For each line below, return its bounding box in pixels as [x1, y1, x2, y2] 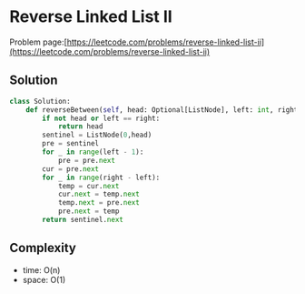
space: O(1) [22, 274, 66, 285]
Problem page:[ [9, 36, 68, 47]
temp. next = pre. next [57, 198, 141, 208]
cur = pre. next [42, 164, 100, 174]
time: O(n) [22, 264, 61, 275]
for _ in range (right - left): [42, 173, 161, 182]
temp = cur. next [57, 181, 120, 190]
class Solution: [9, 96, 71, 106]
